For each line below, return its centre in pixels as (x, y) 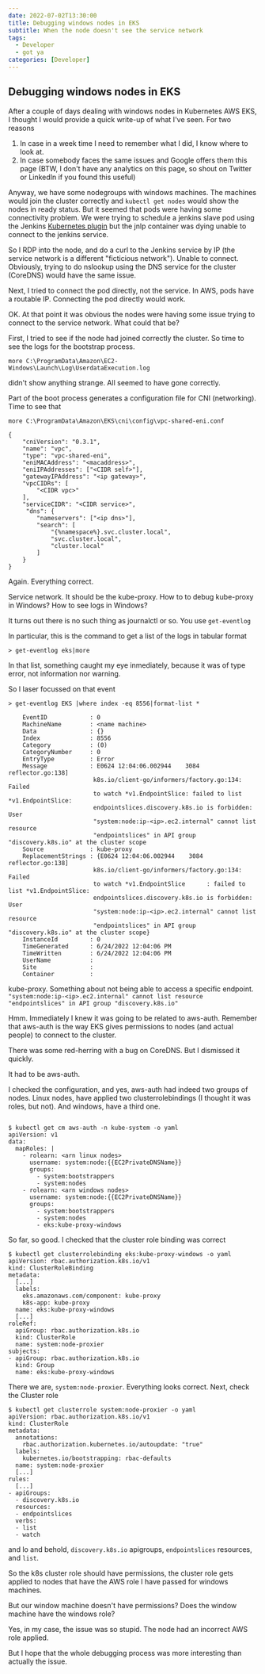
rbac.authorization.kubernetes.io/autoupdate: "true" (113, 1444)
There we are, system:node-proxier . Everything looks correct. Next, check (129, 1387)
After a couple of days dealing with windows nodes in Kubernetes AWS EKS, (132, 111)
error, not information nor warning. (64, 673)
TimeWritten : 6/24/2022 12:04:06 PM (97, 953)
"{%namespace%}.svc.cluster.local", (111, 532)
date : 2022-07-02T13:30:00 (53, 15)
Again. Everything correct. (51, 581)
